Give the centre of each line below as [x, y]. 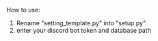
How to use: [23, 10]
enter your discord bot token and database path [83, 30]
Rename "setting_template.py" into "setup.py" [81, 23]
